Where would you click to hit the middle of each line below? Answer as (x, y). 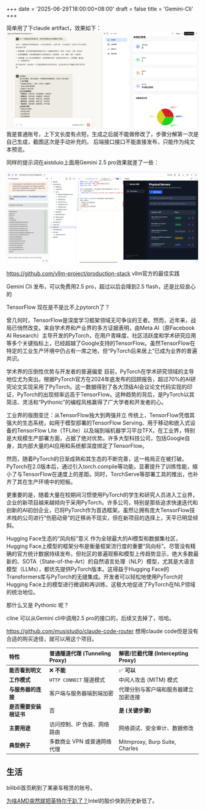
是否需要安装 (25, 706)
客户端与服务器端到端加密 (81, 693)
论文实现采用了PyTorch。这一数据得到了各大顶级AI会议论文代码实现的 (99, 387)
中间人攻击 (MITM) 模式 (148, 679)
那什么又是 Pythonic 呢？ (38, 605)
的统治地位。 (22, 592)
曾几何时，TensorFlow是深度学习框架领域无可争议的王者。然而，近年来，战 (101, 320)
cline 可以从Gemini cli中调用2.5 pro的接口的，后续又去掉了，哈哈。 (91, 618)
